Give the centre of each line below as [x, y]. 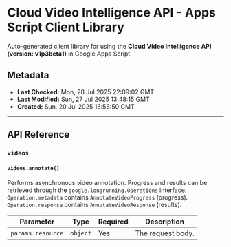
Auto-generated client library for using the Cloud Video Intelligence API [109, 46]
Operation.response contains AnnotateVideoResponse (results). [95, 205]
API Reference [38, 135]
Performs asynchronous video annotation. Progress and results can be [107, 183]
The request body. [165, 233]
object [80, 233]
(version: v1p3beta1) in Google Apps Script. [69, 54]
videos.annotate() [33, 168]
